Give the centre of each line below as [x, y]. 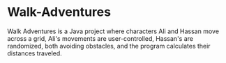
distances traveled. [35, 53]
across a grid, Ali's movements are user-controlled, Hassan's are [100, 38]
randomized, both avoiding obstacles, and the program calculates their [109, 46]
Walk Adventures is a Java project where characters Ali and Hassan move [113, 31]
